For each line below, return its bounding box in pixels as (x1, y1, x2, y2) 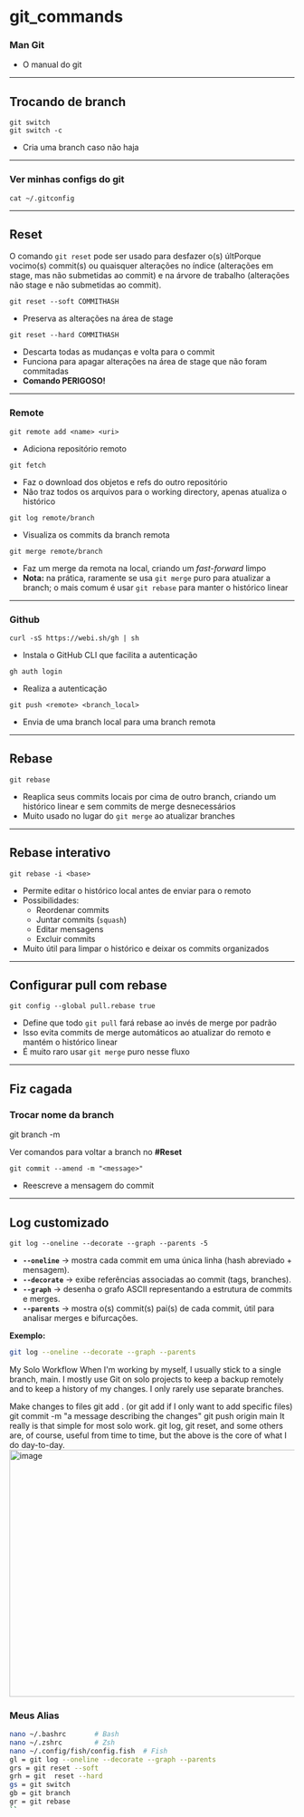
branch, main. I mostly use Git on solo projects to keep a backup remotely (9, 1374, 284, 1385)
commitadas (22, 365, 70, 377)
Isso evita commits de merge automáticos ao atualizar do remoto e (22, 1027, 271, 1038)
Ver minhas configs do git (9, 173, 125, 186)
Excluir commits (35, 933, 96, 944)
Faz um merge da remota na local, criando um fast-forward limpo (22, 562, 267, 573)
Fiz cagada (9, 1081, 72, 1096)
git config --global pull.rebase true (9, 1002, 156, 1011)
